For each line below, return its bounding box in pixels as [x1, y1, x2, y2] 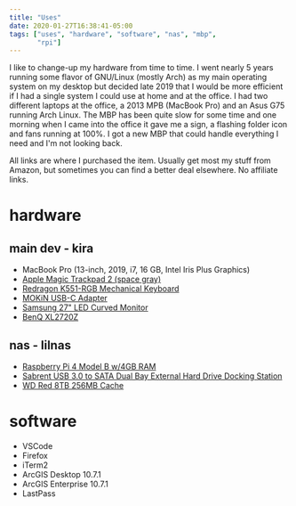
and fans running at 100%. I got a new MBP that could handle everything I [9, 128, 279, 139]
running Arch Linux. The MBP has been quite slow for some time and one [9, 110, 277, 120]
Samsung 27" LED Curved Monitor [21, 302, 148, 313]
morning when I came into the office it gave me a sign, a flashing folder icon [9, 119, 288, 130]
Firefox [21, 451, 49, 461]
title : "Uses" [9, 12, 62, 22]
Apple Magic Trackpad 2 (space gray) [21, 273, 162, 285]
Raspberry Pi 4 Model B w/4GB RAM [21, 362, 156, 372]
